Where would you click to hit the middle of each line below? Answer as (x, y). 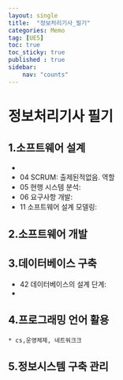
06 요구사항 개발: (46, 197)
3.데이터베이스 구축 (52, 264)
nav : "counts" (45, 75)
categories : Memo (37, 30)
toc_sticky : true (37, 52)
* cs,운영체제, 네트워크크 (45, 340)
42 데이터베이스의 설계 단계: (63, 284)
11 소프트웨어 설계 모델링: (58, 206)
